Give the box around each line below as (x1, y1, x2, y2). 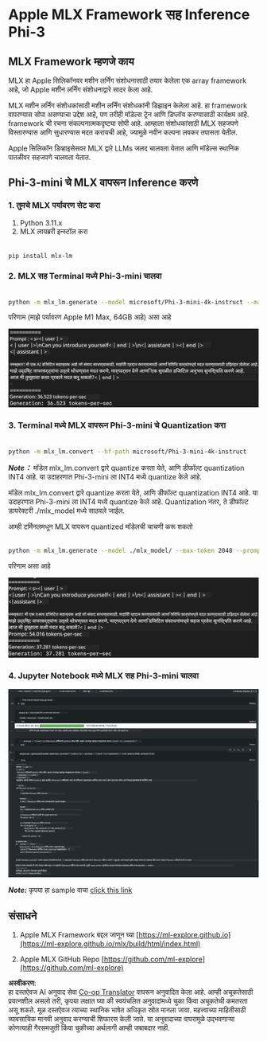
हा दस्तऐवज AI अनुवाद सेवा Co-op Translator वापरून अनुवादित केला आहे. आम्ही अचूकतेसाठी (8, 988, 253, 997)
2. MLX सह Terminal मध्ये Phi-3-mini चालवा (8, 271, 162, 282)
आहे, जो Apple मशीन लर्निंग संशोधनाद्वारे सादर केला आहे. (8, 85, 153, 94)
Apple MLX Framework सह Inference (8, 6, 250, 24)
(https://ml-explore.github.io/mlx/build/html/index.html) (19, 939, 201, 949)
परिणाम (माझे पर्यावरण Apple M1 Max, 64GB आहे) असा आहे (8, 312, 172, 322)
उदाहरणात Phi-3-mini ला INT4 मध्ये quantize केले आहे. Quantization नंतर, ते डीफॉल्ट (8, 496, 249, 507)
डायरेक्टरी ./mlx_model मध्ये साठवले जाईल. (8, 506, 126, 515)
